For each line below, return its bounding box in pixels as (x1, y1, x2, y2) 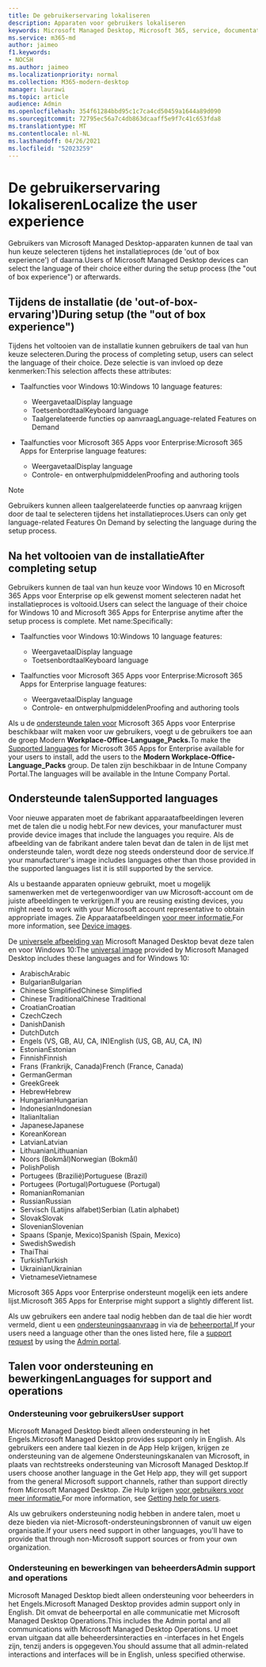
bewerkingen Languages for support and (8, 1372, 212, 1385)
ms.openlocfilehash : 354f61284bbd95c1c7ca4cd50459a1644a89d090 (8, 108, 222, 116)
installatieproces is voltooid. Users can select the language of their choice (8, 599, 248, 609)
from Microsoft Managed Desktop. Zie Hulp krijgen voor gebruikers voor (8, 1485, 244, 1495)
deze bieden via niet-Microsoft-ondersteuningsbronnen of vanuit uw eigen (8, 1517, 252, 1527)
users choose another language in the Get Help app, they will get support (8, 1469, 248, 1478)
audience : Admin (8, 100, 62, 108)
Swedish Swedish (19, 1239, 76, 1248)
